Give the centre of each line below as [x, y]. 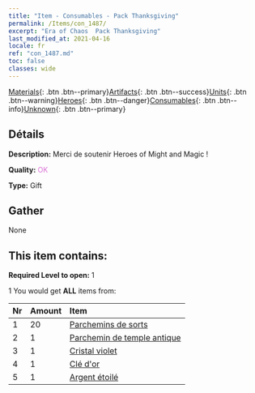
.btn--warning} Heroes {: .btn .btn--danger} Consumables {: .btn [112, 100]
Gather [26, 210]
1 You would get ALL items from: [62, 291]
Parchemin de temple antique [125, 338]
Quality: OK [28, 169]
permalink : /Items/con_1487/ [57, 23]
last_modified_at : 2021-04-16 [59, 38]
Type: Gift [25, 185]
